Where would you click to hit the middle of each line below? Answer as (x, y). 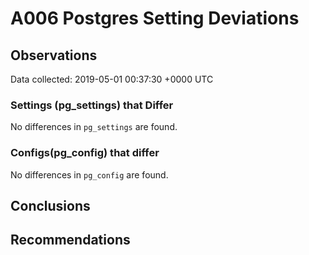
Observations (54, 55)
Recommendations (70, 240)
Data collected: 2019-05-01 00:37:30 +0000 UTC (112, 79)
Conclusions (50, 205)
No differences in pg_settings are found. (94, 127)
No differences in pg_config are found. (89, 174)
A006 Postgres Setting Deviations (155, 18)
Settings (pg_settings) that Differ (92, 105)
